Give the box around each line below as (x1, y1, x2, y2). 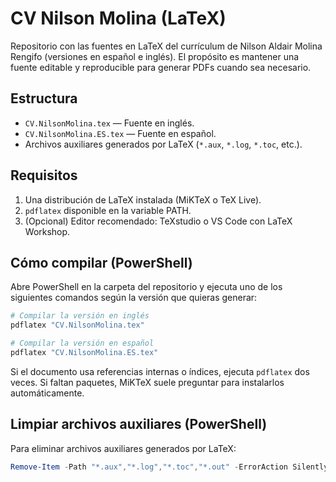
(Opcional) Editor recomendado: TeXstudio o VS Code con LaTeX (24, 215, 293, 227)
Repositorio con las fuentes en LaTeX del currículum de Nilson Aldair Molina (10, 40, 323, 52)
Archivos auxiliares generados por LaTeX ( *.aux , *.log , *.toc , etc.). (24, 138, 303, 150)
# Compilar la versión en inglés (10, 311, 150, 321)
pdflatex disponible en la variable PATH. (24, 204, 192, 216)
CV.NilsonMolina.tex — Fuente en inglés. (24, 117, 195, 129)
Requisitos (10, 167, 78, 184)
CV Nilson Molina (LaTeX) (10, 7, 227, 30)
